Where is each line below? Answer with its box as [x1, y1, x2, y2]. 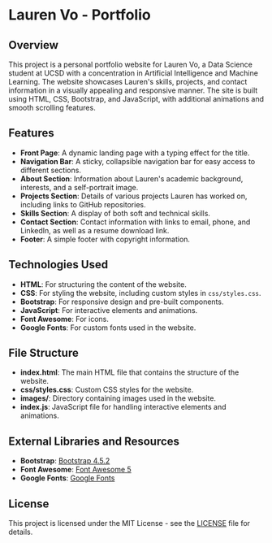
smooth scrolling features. [8, 103, 96, 112]
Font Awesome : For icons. [19, 314, 110, 324]
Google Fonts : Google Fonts [19, 473, 115, 483]
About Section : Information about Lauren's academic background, [19, 173, 244, 184]
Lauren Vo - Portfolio [8, 6, 152, 24]
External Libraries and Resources [8, 434, 180, 448]
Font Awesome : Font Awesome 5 [19, 465, 132, 475]
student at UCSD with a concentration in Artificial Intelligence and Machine [8, 68, 258, 78]
